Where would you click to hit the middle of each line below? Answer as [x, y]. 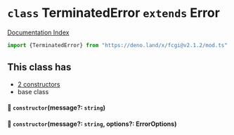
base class [33, 91]
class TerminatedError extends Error [113, 13]
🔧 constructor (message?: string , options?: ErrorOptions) [92, 124]
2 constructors [39, 84]
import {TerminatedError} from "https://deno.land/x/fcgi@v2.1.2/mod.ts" [118, 45]
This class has [39, 67]
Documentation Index [38, 32]
